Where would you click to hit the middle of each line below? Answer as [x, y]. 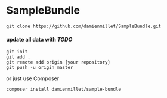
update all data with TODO [39, 39]
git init [17, 52]
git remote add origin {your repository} [58, 62]
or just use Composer [33, 78]
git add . [18, 57]
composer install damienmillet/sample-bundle [64, 90]
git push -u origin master [40, 68]
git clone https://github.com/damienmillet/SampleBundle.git [84, 26]
